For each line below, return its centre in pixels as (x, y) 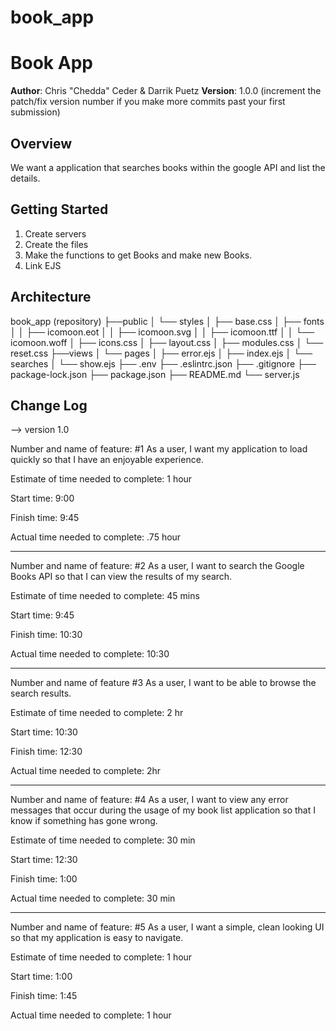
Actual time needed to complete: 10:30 (90, 654)
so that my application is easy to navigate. (97, 938)
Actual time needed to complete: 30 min (93, 898)
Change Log (49, 405)
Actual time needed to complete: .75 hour (96, 537)
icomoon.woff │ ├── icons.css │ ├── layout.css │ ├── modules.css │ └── (167, 342)
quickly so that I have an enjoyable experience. (107, 460)
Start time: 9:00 (42, 498)
